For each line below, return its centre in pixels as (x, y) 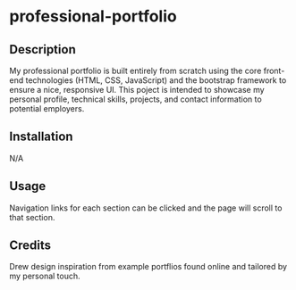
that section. (32, 217)
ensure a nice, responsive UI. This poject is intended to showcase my (137, 90)
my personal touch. (45, 276)
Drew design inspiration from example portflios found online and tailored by (148, 267)
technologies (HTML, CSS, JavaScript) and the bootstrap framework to (156, 80)
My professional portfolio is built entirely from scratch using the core (135, 70)
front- (274, 70)
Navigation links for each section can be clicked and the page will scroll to (146, 208)
